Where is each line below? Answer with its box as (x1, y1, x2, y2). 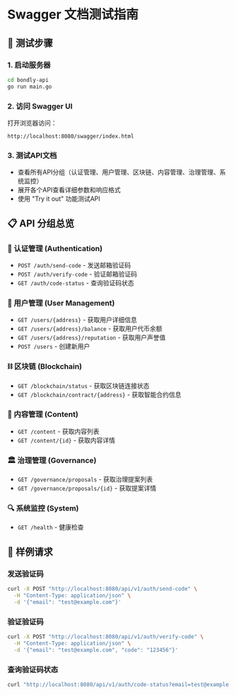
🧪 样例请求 (7, 545, 53, 557)
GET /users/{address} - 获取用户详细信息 (17, 316, 138, 324)
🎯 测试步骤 (7, 37, 53, 49)
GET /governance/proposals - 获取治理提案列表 (17, 475, 153, 484)
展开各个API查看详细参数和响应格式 (17, 186, 122, 194)
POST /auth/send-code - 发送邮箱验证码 (17, 260, 131, 269)
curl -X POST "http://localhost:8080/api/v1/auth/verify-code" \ (7, 633, 203, 640)
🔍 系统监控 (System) (7, 504, 79, 513)
